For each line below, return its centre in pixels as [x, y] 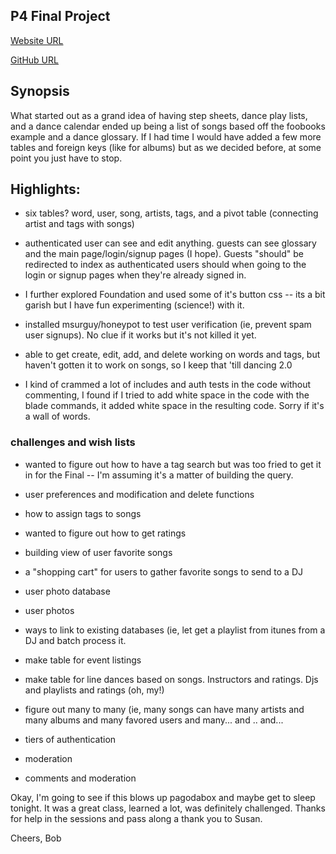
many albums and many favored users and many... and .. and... [154, 720]
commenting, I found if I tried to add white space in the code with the [167, 395]
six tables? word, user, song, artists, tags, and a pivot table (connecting [171, 213]
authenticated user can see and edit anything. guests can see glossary [170, 243]
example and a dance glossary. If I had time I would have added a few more [166, 136]
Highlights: [45, 189]
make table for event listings [83, 660]
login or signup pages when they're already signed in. [135, 275]
